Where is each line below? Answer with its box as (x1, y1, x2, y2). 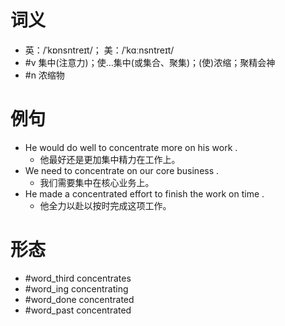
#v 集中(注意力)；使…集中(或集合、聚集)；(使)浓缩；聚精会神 (24, 56, 276, 68)
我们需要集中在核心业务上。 (39, 176, 155, 188)
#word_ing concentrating (24, 282, 129, 295)
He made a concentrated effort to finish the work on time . (24, 187, 265, 200)
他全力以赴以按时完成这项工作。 (39, 199, 172, 211)
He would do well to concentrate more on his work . (24, 141, 238, 153)
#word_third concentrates (24, 272, 132, 284)
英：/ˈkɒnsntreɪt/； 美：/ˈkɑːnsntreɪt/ (24, 44, 175, 56)
